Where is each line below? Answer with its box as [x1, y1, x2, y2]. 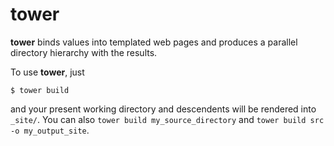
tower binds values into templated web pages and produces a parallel [10, 36, 298, 48]
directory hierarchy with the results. [10, 46, 158, 58]
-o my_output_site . [10, 124, 90, 136]
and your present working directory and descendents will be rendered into [10, 103, 317, 115]
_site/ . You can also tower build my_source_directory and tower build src [10, 113, 325, 125]
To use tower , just [10, 66, 85, 78]
